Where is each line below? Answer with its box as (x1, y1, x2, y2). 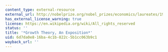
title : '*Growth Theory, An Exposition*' (5, 30, 93, 35)
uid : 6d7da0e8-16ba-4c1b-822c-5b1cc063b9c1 (5, 35, 97, 40)
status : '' (5, 26, 28, 31)
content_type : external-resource (5, 7, 75, 12)
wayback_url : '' (5, 40, 39, 45)
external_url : (5, 12, 35, 17)
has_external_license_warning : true (5, 16, 81, 21)
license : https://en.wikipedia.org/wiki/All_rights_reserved (5, 21, 135, 26)
